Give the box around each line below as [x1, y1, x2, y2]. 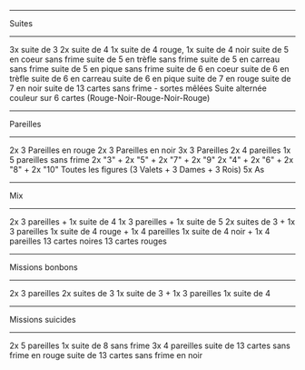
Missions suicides [9, 315, 76, 325]
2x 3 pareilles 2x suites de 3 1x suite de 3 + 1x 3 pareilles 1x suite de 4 [9, 288, 271, 298]
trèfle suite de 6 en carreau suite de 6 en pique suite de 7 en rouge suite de [9, 74, 292, 84]
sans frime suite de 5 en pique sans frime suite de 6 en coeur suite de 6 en [9, 64, 290, 74]
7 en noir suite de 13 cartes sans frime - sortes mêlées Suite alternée [9, 83, 268, 94]
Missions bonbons [9, 262, 79, 273]
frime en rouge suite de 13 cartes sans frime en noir [9, 350, 202, 360]
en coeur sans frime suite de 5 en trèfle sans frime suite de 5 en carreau [9, 54, 280, 65]
